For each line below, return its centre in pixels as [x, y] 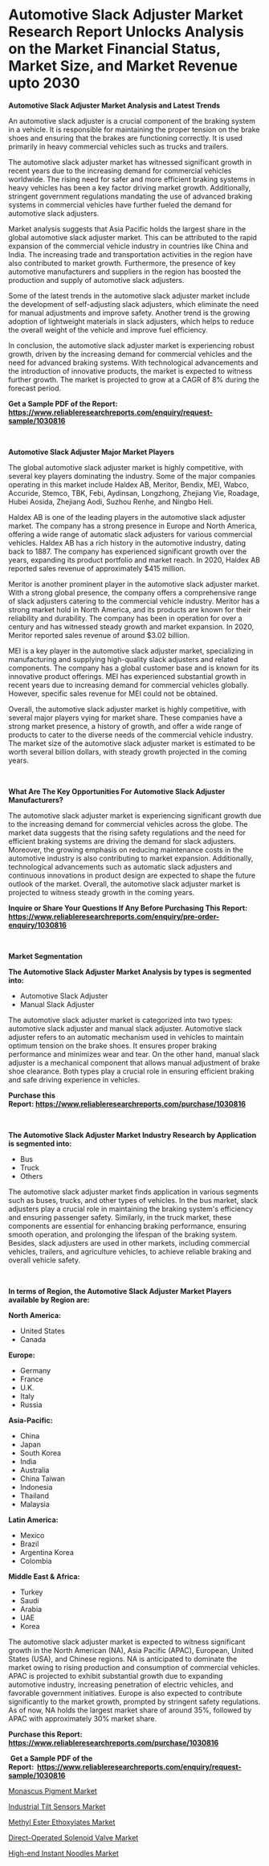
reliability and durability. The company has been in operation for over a [125, 618]
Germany [35, 1370]
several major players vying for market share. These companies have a [126, 718]
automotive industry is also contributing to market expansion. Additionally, [131, 858]
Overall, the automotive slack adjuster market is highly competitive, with [127, 709]
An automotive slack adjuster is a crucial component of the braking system [132, 121]
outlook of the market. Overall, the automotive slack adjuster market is [124, 884]
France [32, 1379]
